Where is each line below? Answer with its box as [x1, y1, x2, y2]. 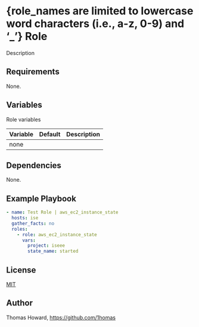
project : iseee [27, 243, 66, 249]
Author [6, 298, 33, 308]
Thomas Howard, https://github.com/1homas [6, 314, 116, 321]
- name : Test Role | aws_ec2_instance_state [6, 209, 119, 216]
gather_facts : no [11, 220, 55, 227]
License [6, 265, 36, 275]
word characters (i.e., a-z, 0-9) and [6, 17, 185, 30]
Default [39, 130, 61, 138]
